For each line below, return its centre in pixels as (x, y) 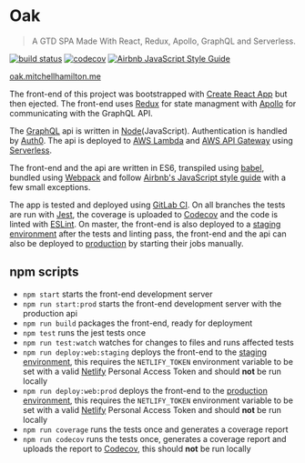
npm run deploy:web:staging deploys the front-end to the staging (144, 352)
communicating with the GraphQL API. (81, 113)
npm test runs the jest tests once (84, 332)
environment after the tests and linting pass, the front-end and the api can (148, 234)
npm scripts (44, 272)
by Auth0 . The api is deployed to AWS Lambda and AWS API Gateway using (151, 140)
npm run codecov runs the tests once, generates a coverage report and (154, 438)
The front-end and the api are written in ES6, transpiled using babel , (137, 167)
